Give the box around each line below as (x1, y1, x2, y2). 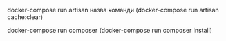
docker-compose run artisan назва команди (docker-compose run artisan (7, 6, 219, 14)
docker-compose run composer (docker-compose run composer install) (7, 27, 213, 34)
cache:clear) (7, 13, 44, 21)
